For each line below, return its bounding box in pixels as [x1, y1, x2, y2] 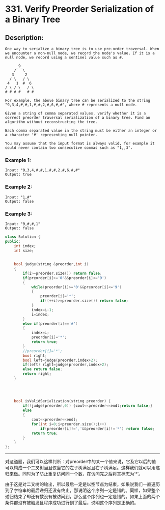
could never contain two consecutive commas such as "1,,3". [5, 145, 133, 150]
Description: [5, 33, 44, 42]
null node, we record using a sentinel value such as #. [5, 55, 124, 60]
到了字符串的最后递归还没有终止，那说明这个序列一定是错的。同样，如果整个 [5, 487, 160, 493]
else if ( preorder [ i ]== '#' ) [23, 321, 78, 326]
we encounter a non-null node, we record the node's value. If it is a [5, 51, 155, 56]
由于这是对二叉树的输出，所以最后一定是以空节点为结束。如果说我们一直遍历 [5, 482, 160, 487]
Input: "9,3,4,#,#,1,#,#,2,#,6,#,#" [5, 168, 80, 173]
